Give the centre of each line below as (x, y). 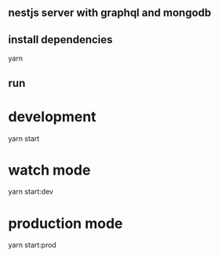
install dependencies (60, 40)
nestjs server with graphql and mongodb (110, 13)
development (52, 116)
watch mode (49, 170)
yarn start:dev (31, 192)
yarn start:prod (32, 245)
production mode (66, 223)
